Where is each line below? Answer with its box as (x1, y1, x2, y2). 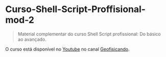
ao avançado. (17, 36, 47, 42)
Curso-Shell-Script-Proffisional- (5, 4, 146, 15)
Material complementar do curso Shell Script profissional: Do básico (17, 31, 161, 37)
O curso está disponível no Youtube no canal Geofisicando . (5, 46, 130, 52)
